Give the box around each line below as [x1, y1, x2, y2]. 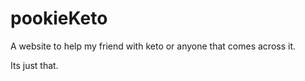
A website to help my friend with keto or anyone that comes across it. [10, 40, 296, 52]
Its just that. [10, 59, 59, 71]
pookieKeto [10, 7, 108, 30]
